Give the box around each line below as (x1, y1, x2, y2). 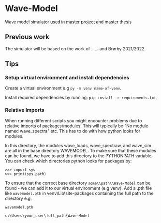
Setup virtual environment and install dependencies (5, 74, 130, 81)
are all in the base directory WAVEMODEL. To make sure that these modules (5, 148, 156, 153)
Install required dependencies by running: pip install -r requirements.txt (5, 95, 156, 101)
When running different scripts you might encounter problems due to (5, 118, 142, 123)
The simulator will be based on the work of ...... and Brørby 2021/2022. (5, 45, 146, 51)
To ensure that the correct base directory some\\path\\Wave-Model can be (5, 180, 151, 186)
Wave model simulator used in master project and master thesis (5, 19, 132, 25)
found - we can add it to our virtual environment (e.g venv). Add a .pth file (5, 185, 152, 191)
